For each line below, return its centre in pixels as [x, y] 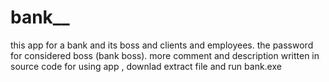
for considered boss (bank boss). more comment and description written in [165, 55]
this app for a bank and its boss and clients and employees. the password [162, 45]
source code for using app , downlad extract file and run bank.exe [146, 66]
